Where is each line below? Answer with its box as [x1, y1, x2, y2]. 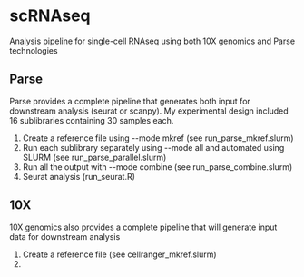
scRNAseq [9, 5, 91, 26]
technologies [9, 45, 58, 55]
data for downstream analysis [9, 231, 121, 242]
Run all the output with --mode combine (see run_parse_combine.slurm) [22, 161, 293, 173]
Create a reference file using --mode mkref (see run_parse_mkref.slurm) [22, 133, 294, 143]
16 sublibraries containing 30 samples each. [9, 114, 174, 125]
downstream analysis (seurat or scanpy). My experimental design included [9, 105, 289, 116]
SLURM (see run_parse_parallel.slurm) [22, 152, 167, 163]
